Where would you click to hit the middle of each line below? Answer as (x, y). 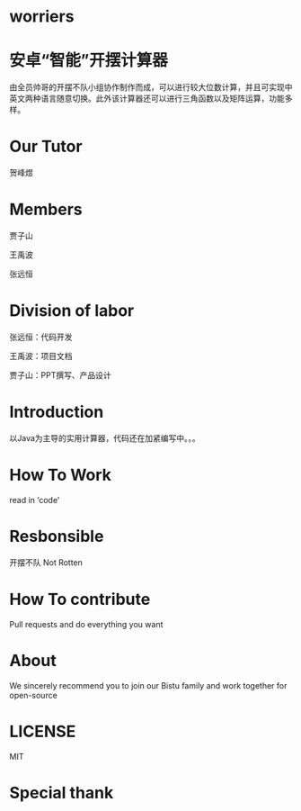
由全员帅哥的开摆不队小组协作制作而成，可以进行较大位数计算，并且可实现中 (151, 87)
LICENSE (43, 731)
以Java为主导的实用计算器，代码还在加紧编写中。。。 (105, 437)
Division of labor (72, 311)
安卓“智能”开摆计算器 (89, 61)
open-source (34, 695)
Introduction (57, 412)
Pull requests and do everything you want (86, 624)
